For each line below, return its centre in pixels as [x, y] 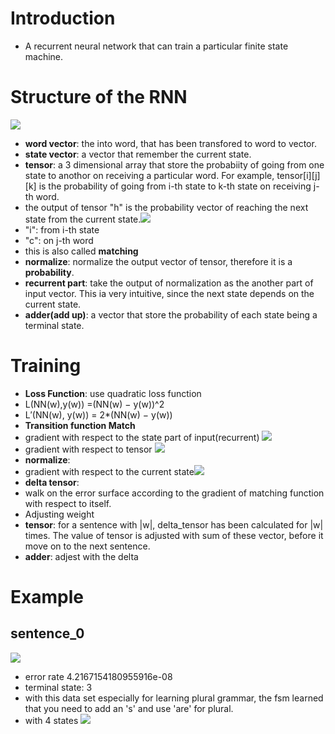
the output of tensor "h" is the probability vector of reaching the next [166, 207]
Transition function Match [80, 425]
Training [46, 366]
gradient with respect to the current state [109, 471]
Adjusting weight [59, 514]
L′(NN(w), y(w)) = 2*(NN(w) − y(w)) [98, 414]
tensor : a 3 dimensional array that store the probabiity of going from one [174, 164]
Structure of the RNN [99, 97]
